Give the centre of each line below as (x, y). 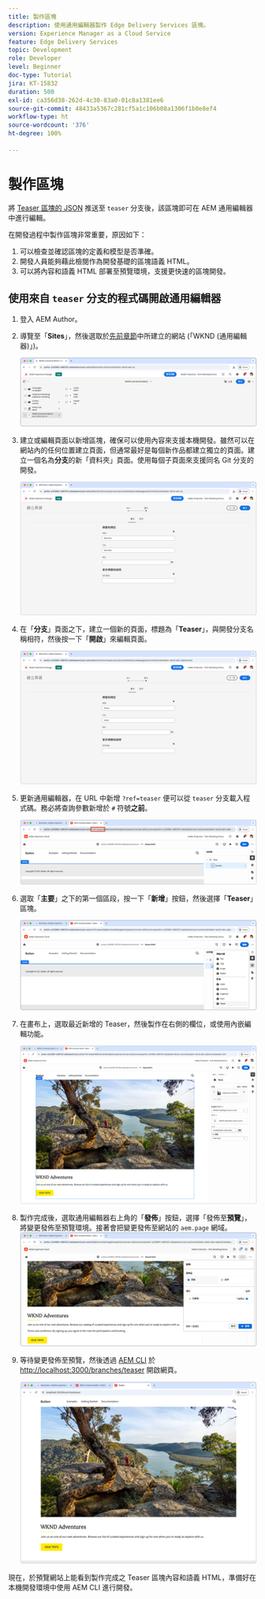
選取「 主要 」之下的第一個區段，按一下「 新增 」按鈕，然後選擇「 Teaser (135, 898)
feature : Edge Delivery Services (63, 42)
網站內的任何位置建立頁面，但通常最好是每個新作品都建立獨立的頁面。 (134, 450)
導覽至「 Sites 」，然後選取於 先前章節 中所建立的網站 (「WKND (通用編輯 (133, 335)
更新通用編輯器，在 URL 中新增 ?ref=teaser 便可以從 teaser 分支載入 (131, 798)
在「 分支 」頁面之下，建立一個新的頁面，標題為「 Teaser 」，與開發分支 (133, 629)
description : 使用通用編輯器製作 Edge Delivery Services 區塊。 (109, 25)
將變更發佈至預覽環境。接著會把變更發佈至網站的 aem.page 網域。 (125, 1227)
